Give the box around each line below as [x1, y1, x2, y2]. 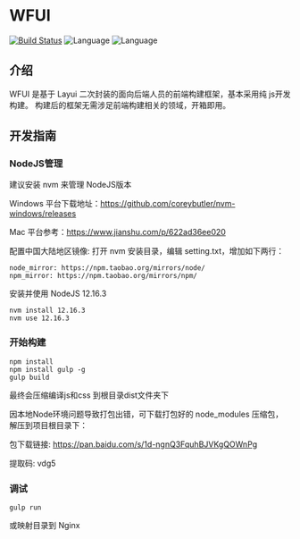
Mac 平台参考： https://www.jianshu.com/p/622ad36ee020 [9, 227, 226, 238]
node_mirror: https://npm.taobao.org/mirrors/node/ [9, 264, 205, 273]
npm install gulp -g [9, 365, 87, 374]
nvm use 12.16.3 [9, 314, 70, 323]
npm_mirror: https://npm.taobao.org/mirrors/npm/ [9, 272, 198, 281]
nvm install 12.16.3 [9, 306, 87, 316]
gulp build [9, 373, 50, 382]
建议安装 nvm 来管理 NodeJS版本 [9, 180, 132, 190]
